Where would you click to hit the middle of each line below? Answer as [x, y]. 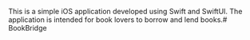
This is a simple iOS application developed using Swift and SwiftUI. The [125, 11]
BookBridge [28, 28]
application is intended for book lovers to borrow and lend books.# [118, 20]
